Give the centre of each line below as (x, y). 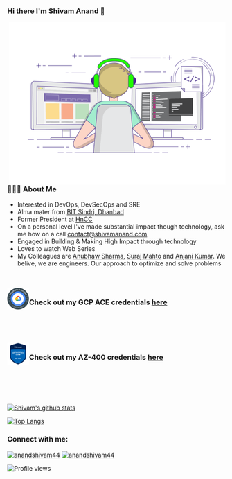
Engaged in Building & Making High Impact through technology (107, 241)
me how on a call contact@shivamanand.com (82, 234)
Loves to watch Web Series (56, 248)
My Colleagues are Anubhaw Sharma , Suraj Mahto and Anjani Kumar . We (121, 256)
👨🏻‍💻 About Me (32, 189)
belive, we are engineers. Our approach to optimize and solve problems (119, 263)
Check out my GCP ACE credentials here (98, 302)
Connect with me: (38, 439)
